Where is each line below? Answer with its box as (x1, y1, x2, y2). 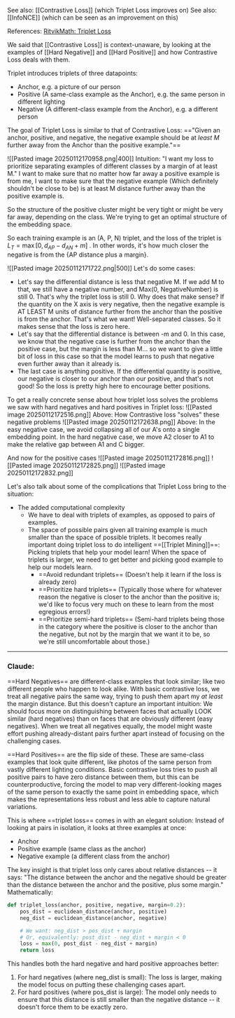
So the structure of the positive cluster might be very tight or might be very (7, 205, 224, 213)
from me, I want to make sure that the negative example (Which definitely (7, 177, 219, 185)
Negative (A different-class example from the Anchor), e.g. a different (17, 105, 218, 113)
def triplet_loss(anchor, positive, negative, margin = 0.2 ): (7, 902, 187, 909)
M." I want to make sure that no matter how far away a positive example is (7, 170, 220, 177)
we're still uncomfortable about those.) (38, 637, 150, 646)
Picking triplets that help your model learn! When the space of (27, 548, 207, 556)
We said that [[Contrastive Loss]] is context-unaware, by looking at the (7, 41, 211, 48)
